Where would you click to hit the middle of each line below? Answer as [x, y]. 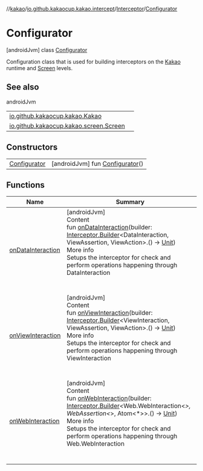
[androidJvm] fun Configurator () [97, 163]
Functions [26, 185]
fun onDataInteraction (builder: [109, 228]
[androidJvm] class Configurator [47, 50]
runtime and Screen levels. [40, 68]
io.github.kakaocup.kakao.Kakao [56, 116]
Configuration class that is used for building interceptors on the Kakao [94, 61]
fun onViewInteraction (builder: [109, 313]
